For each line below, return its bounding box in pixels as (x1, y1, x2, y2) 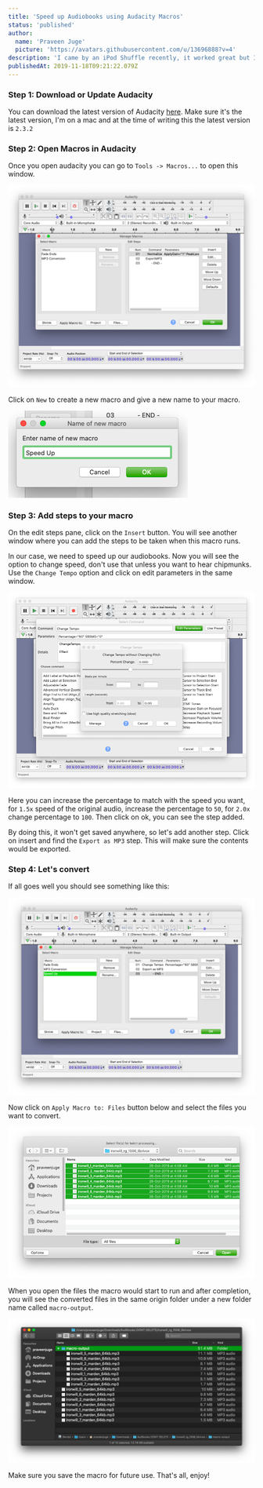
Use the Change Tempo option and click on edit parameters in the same (8, 568, 233, 578)
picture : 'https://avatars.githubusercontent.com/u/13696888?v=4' (15, 46, 236, 54)
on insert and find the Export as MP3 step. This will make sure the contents (8, 836, 249, 845)
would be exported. (8, 844, 71, 853)
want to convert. (8, 1111, 61, 1120)
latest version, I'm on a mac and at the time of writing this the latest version (8, 115, 250, 125)
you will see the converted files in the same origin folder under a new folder (8, 1295, 252, 1304)
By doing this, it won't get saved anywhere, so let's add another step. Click (8, 827, 249, 837)
